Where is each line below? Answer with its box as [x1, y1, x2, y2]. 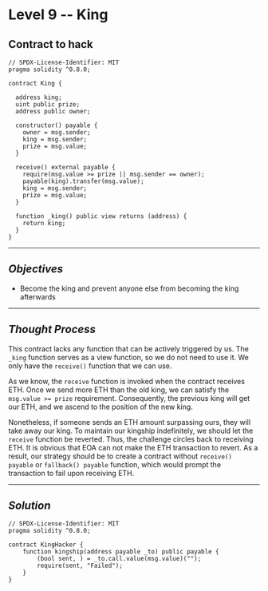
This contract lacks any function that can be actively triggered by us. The [8, 343, 249, 353]
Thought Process [8, 323, 96, 336]
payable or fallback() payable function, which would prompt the [8, 459, 222, 469]
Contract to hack [8, 38, 93, 51]
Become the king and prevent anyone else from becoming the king [19, 284, 239, 293]
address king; [15, 93, 62, 101]
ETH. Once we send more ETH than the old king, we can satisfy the [8, 385, 230, 395]
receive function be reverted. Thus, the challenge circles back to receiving [8, 434, 254, 444]
